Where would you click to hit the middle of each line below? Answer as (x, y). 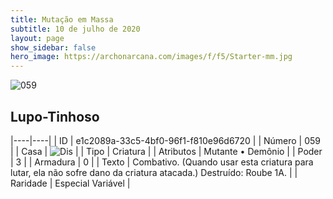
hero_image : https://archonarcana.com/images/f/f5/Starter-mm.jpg (151, 57)
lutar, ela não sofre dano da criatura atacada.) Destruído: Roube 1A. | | (154, 172)
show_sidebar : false (53, 47)
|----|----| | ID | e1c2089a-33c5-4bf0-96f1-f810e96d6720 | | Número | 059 (166, 140)
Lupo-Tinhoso (55, 116)
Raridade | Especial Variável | (70, 183)
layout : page (37, 38)
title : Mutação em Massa (62, 19)
